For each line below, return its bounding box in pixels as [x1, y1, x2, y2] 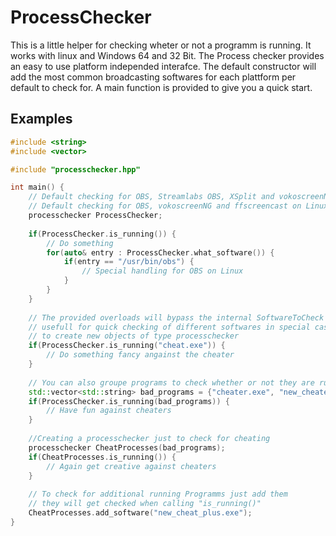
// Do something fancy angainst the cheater [46, 350, 235, 360]
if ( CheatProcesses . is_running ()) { [28, 452, 177, 462]
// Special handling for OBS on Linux [81, 266, 244, 276]
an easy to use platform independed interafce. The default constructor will [10, 60, 317, 72]
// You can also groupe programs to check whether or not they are [28, 377, 315, 388]
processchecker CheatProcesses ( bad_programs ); [28, 442, 226, 453]
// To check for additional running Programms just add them [28, 489, 288, 500]
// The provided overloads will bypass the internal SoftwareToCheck [28, 312, 325, 323]
